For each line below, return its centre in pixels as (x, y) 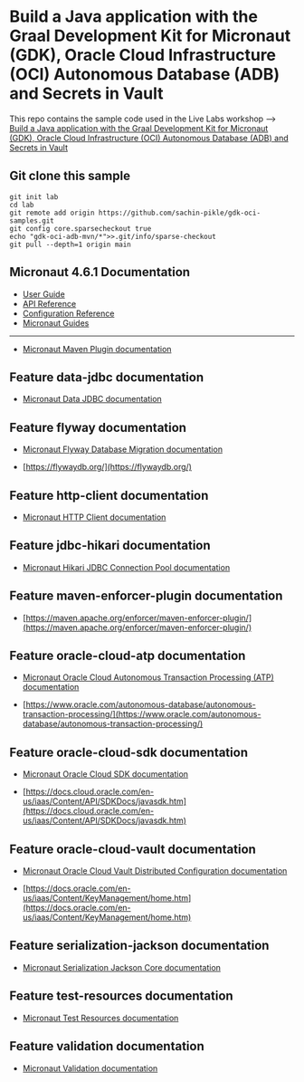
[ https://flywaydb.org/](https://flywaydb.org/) (107, 467)
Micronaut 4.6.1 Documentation (100, 272)
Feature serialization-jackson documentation (139, 946)
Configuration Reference (68, 313)
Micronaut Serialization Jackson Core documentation (122, 967)
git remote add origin (52, 213)
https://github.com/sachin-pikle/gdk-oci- (179, 213)
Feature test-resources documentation (121, 996)
